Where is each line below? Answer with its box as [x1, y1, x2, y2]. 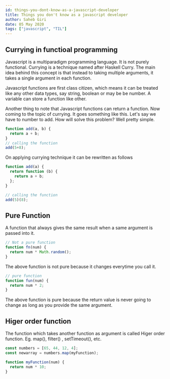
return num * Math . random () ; [10, 250, 72, 255]
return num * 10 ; [10, 364, 47, 369]
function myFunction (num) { [5, 360, 65, 365]
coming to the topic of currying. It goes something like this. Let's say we [5, 111, 156, 117]
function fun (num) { [5, 278, 49, 283]
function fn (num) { [5, 245, 47, 250]
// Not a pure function [5, 240, 56, 245]
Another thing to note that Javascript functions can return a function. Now [5, 105, 160, 112]
